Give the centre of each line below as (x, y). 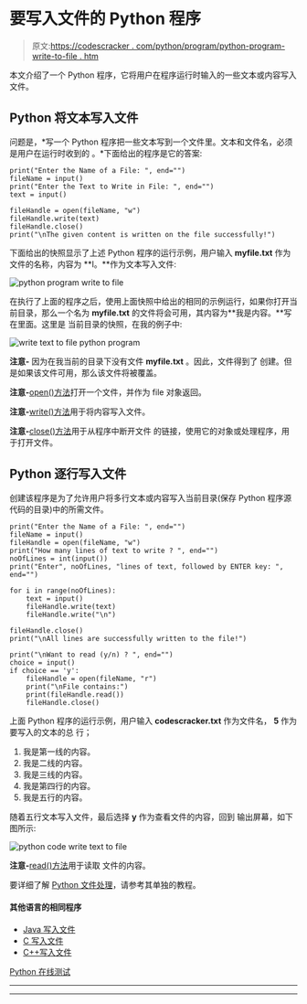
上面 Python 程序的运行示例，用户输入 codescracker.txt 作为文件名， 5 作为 (153, 721)
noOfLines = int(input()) (58, 559)
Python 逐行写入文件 (68, 474)
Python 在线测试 (40, 971)
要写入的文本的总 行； (51, 732)
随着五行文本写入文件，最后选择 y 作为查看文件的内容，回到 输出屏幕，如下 (152, 817)
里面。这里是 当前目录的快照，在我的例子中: (100, 324)
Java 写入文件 (49, 929)
